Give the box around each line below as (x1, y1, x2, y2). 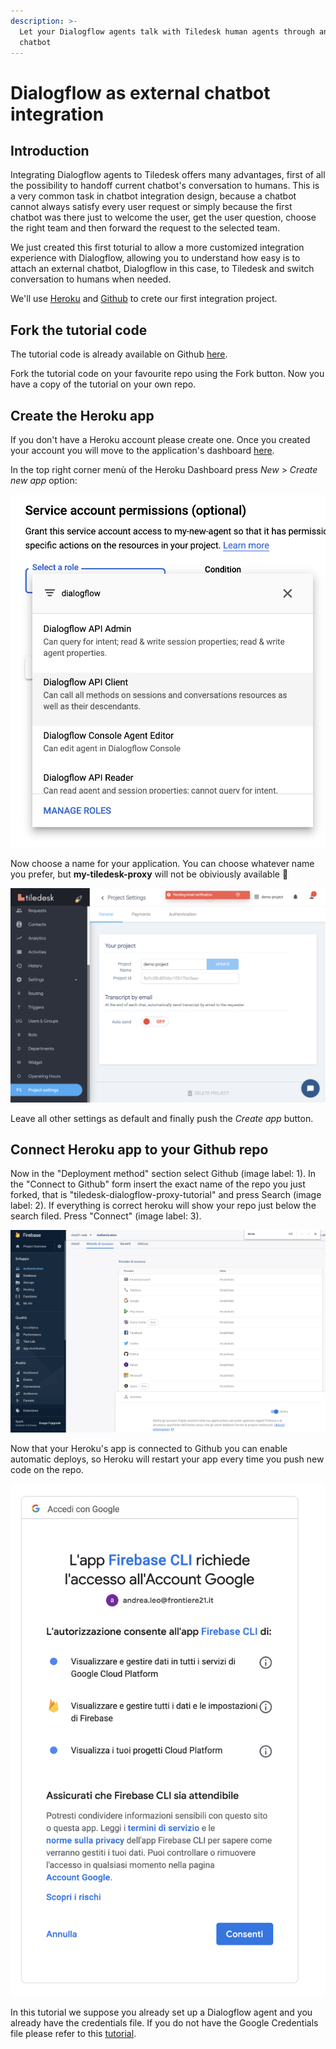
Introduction (10, 142, 90, 159)
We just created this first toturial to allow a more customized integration (10, 241, 305, 254)
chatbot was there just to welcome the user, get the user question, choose (10, 211, 317, 224)
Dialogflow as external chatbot (10, 81, 271, 104)
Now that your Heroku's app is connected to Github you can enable (10, 1442, 288, 1454)
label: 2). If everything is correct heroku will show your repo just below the (10, 1200, 317, 1212)
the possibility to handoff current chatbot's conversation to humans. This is (10, 180, 320, 192)
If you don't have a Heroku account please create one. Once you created (10, 434, 311, 445)
